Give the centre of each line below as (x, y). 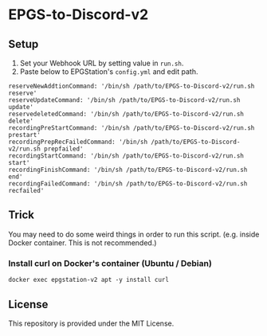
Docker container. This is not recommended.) (82, 242)
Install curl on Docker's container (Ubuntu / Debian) (110, 263)
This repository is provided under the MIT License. (91, 323)
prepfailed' (63, 149)
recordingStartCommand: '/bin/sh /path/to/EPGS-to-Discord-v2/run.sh (126, 156)
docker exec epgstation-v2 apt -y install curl (89, 280)
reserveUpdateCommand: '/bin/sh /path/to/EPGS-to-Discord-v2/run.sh (124, 100)
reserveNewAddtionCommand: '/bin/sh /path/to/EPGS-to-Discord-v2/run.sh (132, 86)
